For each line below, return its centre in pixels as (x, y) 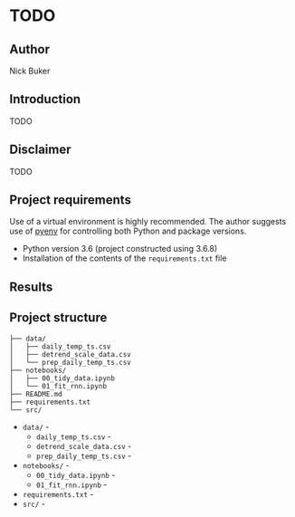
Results (31, 287)
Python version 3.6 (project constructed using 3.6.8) (120, 249)
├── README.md (36, 394)
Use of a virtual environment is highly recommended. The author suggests (148, 222)
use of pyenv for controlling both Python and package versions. (128, 231)
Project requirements (70, 200)
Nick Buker (30, 71)
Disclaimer (40, 150)
